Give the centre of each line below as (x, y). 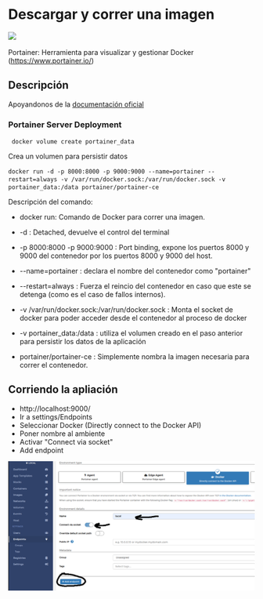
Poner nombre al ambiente (62, 434)
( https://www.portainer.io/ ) (51, 60)
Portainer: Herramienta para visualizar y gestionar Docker (101, 52)
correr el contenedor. (54, 365)
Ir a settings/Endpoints (56, 416)
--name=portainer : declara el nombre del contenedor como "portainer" (135, 271)
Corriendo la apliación (63, 390)
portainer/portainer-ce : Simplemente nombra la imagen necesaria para (134, 357)
